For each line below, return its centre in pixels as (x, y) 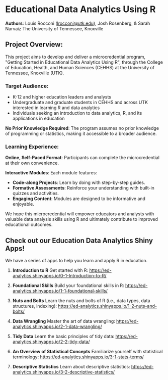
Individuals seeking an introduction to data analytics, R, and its (77, 113)
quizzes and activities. (36, 194)
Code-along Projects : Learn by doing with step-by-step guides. (79, 182)
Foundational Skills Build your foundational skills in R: (68, 286)
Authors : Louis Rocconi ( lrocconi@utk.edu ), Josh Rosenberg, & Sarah (78, 23)
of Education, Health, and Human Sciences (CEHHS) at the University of (80, 67)
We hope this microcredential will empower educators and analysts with (80, 214)
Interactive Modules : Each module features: (51, 173)
